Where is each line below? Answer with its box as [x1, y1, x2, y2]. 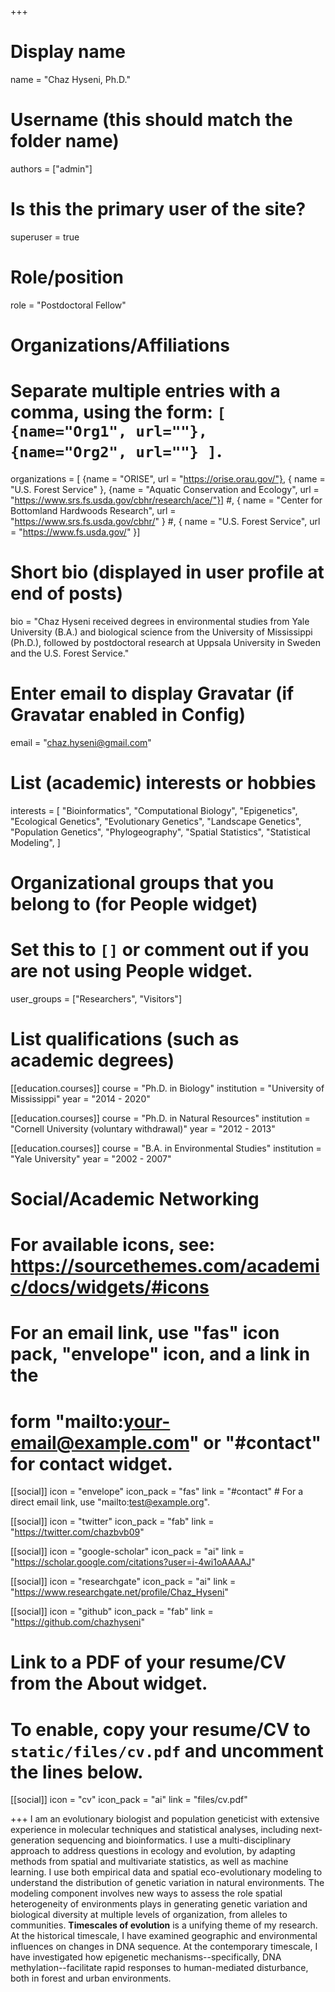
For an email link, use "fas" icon [10, 1322, 280, 1345]
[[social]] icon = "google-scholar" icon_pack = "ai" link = [10, 1546, 245, 1558]
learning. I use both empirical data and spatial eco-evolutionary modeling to [10, 1866, 323, 1878]
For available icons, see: [10, 1234, 216, 1256]
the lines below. [10, 1761, 144, 1783]
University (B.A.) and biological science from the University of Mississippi [10, 626, 313, 638]
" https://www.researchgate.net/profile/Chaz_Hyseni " [10, 1586, 229, 1598]
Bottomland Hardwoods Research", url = [10, 504, 177, 516]
